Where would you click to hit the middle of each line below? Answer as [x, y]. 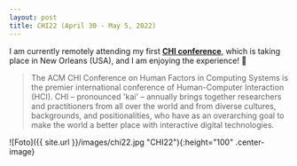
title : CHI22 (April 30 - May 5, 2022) [83, 26]
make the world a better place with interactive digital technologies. [152, 124]
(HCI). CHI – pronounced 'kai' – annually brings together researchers [156, 96]
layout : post [33, 17]
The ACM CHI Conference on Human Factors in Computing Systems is [160, 77]
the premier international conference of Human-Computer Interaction [157, 87]
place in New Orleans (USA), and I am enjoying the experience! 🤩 [128, 60]
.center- [250, 142]
